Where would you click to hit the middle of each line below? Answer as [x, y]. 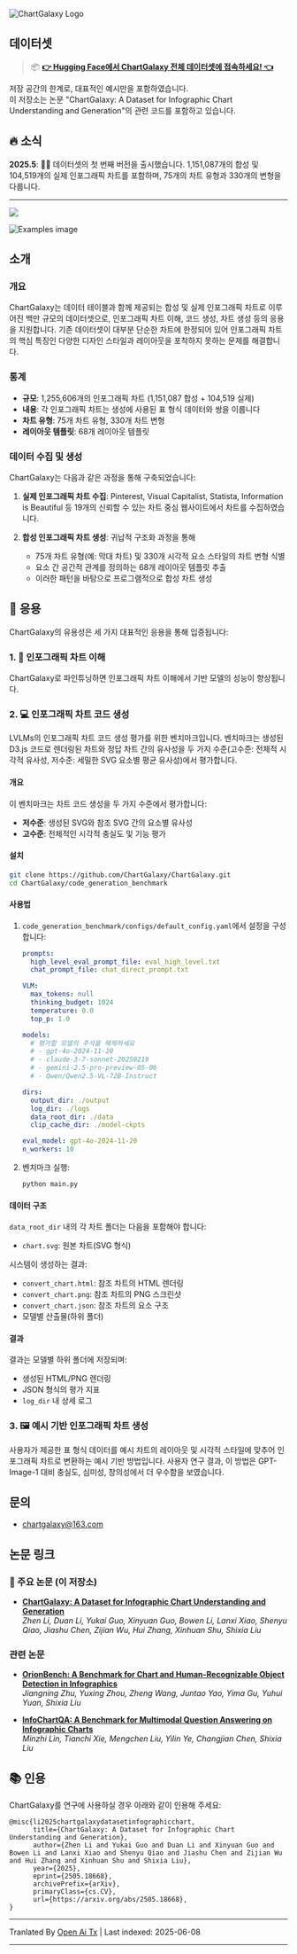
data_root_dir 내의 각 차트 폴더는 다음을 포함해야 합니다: [108, 1227]
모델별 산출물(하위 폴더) [63, 1317]
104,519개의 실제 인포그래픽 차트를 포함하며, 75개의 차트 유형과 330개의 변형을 [145, 175]
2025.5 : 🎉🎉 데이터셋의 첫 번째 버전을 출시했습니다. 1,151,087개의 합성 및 [134, 164]
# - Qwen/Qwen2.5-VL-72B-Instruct [94, 1076]
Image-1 [24, 1472]
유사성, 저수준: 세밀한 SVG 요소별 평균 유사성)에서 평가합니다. [131, 760]
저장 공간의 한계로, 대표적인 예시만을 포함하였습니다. [99, 88]
